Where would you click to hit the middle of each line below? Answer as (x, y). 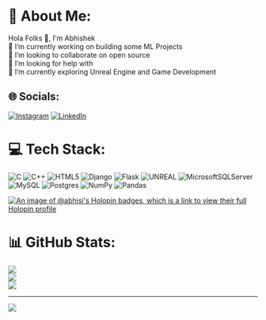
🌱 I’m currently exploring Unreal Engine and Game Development (112, 71)
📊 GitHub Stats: (62, 242)
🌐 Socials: (34, 97)
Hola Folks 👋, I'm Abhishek (52, 38)
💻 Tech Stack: (57, 149)
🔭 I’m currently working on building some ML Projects (95, 46)
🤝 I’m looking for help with (51, 63)
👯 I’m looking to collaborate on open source (79, 55)
